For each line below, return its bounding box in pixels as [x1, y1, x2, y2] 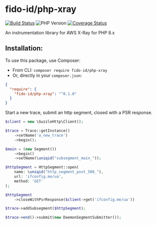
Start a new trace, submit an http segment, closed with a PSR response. [5, 110, 153, 116]
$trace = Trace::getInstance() [5, 128, 70, 133]
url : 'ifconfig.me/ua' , [14, 174, 64, 179]
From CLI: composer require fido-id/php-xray [12, 67, 108, 73]
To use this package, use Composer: [5, 57, 81, 63]
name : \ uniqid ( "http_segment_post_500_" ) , [14, 170, 104, 175]
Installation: [5, 44, 43, 53]
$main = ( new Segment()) [5, 146, 57, 152]
